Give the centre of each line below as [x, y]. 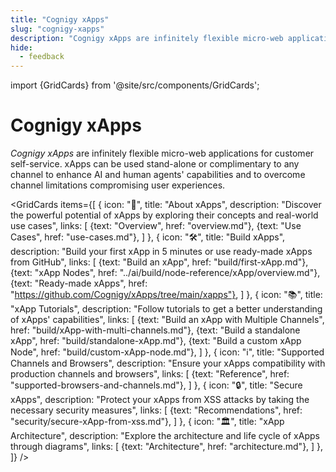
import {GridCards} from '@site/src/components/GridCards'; [135, 85]
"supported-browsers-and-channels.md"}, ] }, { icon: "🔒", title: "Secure [156, 385]
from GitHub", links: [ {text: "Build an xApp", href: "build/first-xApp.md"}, [159, 262]
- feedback [42, 57]
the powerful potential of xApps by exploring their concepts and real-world [164, 215]
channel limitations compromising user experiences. [118, 185]
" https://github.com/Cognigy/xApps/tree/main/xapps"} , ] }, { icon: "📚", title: [166, 295]
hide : [21, 47]
